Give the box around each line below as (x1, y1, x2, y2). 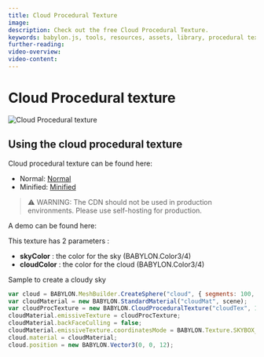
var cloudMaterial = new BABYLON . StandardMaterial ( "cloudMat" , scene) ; (8, 297, 247, 305)
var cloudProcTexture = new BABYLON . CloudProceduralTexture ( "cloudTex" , (8, 304, 251, 312)
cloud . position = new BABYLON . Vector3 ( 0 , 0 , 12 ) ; (8, 341, 174, 349)
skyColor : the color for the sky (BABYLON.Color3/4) (19, 251, 192, 260)
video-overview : (8, 48, 61, 56)
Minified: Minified (19, 182, 76, 191)
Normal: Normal (19, 173, 71, 183)
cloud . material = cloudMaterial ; (8, 333, 118, 341)
